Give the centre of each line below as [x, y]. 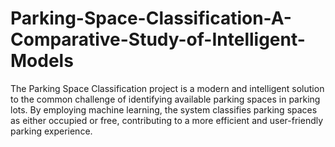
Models [42, 61]
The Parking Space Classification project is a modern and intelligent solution [167, 88]
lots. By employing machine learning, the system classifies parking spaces [164, 109]
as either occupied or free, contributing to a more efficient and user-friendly [167, 120]
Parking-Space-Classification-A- [151, 18]
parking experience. [51, 131]
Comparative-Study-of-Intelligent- [158, 39]
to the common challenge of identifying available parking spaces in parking [165, 99]
